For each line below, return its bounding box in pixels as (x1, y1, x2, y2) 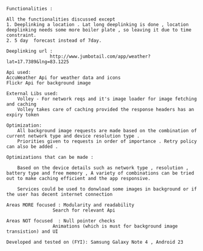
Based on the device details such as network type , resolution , (17, 165, 189, 171)
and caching (6, 101, 36, 107)
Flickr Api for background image (6, 80, 91, 86)
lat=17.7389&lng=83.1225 (6, 59, 69, 65)
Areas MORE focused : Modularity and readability (6, 202, 135, 208)
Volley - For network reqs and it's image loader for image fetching (17, 96, 198, 102)
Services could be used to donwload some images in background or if (17, 186, 198, 192)
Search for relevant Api (52, 207, 115, 213)
